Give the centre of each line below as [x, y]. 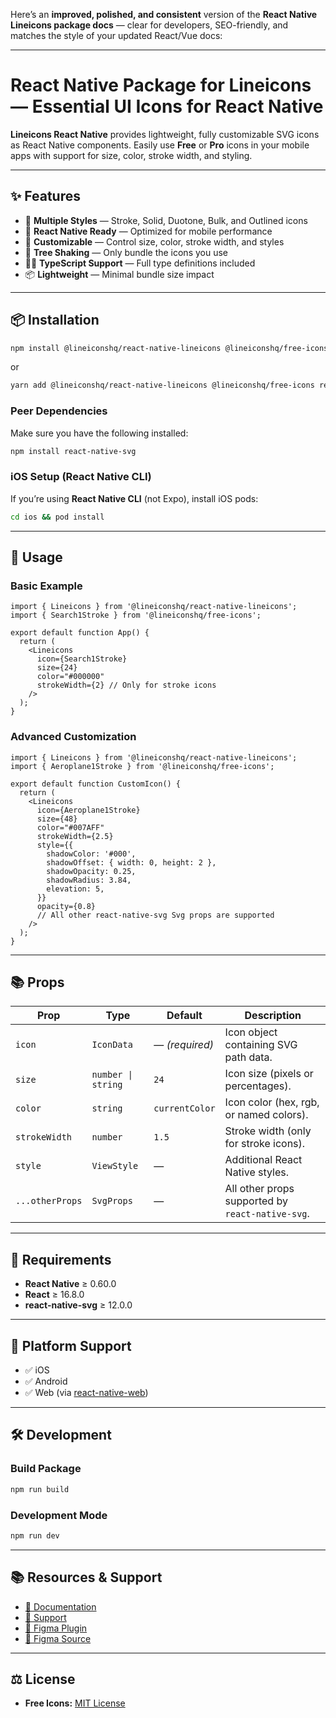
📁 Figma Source [58, 1638]
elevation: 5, [75, 889]
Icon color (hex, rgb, [272, 1102]
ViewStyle [115, 1166]
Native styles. [257, 1172]
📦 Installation [55, 320]
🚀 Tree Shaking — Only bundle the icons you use [126, 252]
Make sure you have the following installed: [99, 433]
